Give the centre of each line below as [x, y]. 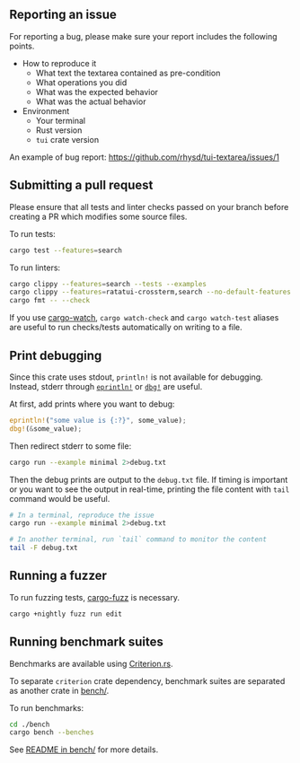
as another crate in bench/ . [59, 690]
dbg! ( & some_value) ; [46, 429]
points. [22, 46]
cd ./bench [30, 724]
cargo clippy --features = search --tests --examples [108, 284]
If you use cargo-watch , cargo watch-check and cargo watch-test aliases [144, 318]
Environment [46, 110]
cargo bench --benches [52, 732]
